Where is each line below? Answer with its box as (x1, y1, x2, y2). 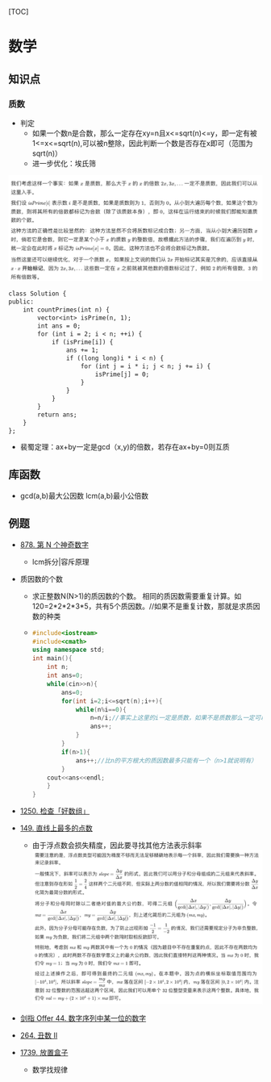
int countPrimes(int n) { (23, 306, 110, 314)
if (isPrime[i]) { (51, 338, 114, 346)
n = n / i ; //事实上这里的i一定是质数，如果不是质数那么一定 (90, 714, 256, 722)
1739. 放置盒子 (19, 1048, 69, 1058)
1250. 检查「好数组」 (19, 806, 90, 816)
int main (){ (31, 654, 73, 662)
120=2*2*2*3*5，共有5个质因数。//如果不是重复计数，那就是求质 (31, 601, 254, 611)
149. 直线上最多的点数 (19, 823, 93, 833)
